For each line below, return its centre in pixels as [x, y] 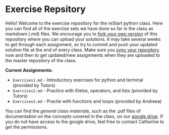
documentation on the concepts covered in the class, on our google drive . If [84, 116]
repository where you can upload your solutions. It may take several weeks [83, 39]
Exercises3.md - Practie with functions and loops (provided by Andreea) [87, 101]
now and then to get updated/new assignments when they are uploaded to [83, 55]
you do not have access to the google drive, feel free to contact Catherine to [85, 121]
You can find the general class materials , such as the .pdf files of [73, 111]
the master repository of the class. [41, 60]
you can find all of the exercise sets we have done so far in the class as [79, 28]
